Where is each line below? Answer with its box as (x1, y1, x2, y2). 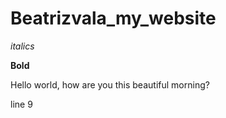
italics (10, 40, 35, 52)
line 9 (10, 98, 33, 110)
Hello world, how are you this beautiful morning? (10, 78, 210, 91)
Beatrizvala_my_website (10, 7, 217, 30)
